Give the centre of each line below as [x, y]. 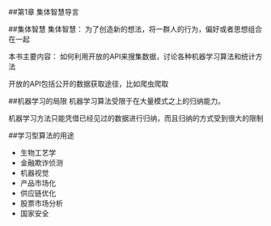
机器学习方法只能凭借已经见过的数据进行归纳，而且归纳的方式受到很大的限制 [136, 118]
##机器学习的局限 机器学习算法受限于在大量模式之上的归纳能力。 [116, 101]
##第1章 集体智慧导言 [44, 12]
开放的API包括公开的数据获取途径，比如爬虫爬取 [89, 84]
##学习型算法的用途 [41, 135]
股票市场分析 [41, 203]
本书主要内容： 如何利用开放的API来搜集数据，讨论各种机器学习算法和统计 [132, 56]
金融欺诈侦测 [41, 163]
